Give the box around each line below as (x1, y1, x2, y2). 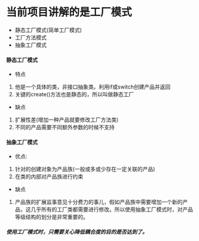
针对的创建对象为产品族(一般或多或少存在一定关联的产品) (14, 166, 155, 173)
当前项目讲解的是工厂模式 (6, 5, 133, 19)
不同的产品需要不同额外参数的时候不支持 (14, 124, 115, 131)
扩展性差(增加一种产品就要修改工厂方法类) (14, 116, 119, 123)
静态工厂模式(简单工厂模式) (14, 26, 82, 33)
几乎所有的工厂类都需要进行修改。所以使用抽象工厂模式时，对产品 (30, 206, 193, 213)
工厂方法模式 (14, 33, 47, 41)
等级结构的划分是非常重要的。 (14, 213, 88, 221)
